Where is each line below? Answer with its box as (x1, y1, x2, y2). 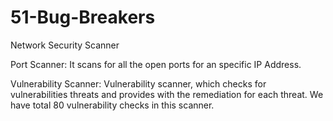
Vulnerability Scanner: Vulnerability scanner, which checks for (10, 77, 267, 90)
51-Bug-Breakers (10, 6, 156, 29)
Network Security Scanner (10, 39, 120, 51)
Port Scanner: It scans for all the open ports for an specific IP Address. (10, 58, 302, 70)
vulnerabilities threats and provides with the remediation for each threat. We (10, 88, 324, 100)
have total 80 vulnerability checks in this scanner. (10, 99, 215, 111)
